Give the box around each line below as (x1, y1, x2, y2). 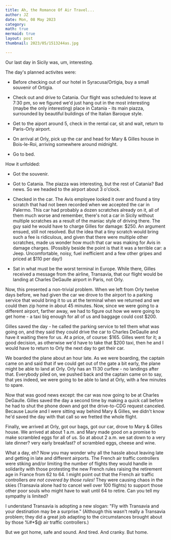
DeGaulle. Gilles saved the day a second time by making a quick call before (5, 397, 163, 403)
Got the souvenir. (12, 170, 50, 177)
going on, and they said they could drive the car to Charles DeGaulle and (5, 329, 158, 335)
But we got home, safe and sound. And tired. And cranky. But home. (5, 529, 149, 535)
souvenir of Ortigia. (12, 84, 54, 90)
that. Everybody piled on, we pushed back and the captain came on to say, (5, 371, 162, 377)
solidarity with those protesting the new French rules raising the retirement (5, 465, 162, 472)
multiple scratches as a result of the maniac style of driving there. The (12, 217, 160, 224)
